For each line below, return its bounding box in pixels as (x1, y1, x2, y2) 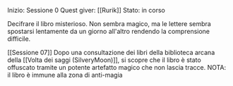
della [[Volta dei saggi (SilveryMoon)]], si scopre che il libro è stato (7, 56, 201, 64)
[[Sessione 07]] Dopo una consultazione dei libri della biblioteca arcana (7, 49, 215, 56)
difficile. (7, 35, 31, 43)
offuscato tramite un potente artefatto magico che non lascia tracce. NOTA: (7, 63, 227, 71)
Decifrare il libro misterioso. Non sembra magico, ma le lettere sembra (7, 20, 212, 27)
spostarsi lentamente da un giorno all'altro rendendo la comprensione (7, 27, 210, 35)
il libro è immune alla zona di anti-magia (7, 70, 123, 79)
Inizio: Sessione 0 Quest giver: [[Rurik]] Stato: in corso (7, 6, 166, 14)
